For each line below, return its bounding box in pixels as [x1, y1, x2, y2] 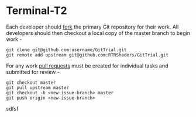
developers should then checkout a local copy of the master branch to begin [6, 29, 190, 36]
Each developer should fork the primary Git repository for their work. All [6, 23, 179, 30]
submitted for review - [6, 68, 60, 75]
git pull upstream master [6, 84, 69, 91]
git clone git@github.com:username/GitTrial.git [6, 47, 127, 53]
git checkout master [6, 80, 57, 86]
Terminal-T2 [6, 4, 67, 17]
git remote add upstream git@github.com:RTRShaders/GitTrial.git [6, 52, 169, 58]
